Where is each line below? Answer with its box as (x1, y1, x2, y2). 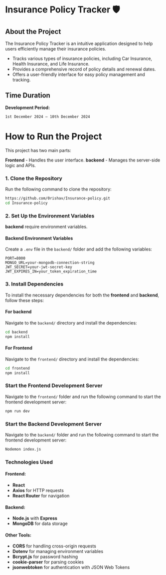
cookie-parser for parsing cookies (12, 559, 84, 565)
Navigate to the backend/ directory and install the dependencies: (5, 319, 137, 325)
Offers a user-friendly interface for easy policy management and (12, 71, 146, 77)
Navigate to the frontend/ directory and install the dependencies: (5, 356, 140, 362)
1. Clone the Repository (5, 174, 62, 181)
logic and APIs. (5, 162, 36, 168)
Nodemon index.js (5, 446, 41, 451)
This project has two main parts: (5, 147, 71, 153)
